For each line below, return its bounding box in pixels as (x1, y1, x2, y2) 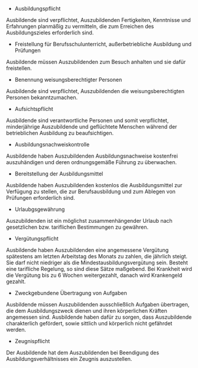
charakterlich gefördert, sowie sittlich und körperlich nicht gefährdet (6, 320, 173, 327)
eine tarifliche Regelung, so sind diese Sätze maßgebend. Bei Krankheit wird (6, 265, 192, 272)
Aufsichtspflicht (14, 105, 53, 112)
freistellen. (6, 65, 33, 72)
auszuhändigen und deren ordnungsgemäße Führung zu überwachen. (6, 159, 177, 165)
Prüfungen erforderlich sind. (6, 194, 75, 201)
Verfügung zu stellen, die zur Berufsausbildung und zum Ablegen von (6, 188, 176, 195)
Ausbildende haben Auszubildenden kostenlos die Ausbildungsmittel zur (6, 182, 183, 188)
